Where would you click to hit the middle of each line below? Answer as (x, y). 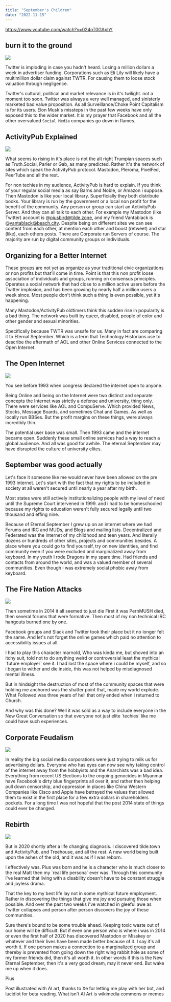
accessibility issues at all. (32, 643)
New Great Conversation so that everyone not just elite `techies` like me (81, 716)
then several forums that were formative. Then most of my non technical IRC (86, 617)
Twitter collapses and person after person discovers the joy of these (77, 910)
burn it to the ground (39, 45)
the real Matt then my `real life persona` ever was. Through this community (84, 873)
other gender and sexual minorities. (43, 321)
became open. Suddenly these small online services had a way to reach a (83, 438)
